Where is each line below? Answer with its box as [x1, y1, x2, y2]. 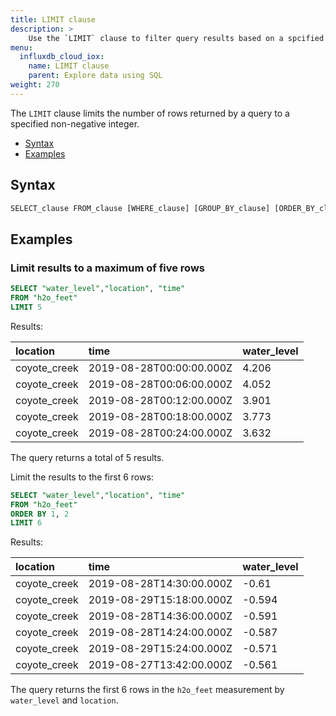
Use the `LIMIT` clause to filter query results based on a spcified [28, 33, 325, 43]
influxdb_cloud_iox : [19, 52, 105, 62]
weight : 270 [10, 80, 60, 90]
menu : [10, 42, 33, 53]
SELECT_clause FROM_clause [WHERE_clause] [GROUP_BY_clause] [10, 203, 271, 213]
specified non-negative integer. [10, 117, 140, 130]
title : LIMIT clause [10, 14, 97, 25]
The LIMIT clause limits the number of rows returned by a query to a [10, 107, 290, 119]
